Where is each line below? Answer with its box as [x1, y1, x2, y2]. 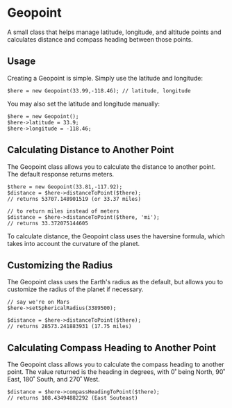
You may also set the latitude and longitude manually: [7, 99, 160, 108]
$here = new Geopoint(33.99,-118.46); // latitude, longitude [7, 87, 191, 95]
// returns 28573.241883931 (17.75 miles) [7, 323, 132, 330]
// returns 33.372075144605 [7, 220, 89, 227]
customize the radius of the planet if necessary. [7, 285, 144, 293]
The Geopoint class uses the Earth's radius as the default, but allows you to [7, 278, 224, 286]
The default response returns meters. [7, 170, 115, 178]
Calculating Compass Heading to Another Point [7, 342, 217, 354]
